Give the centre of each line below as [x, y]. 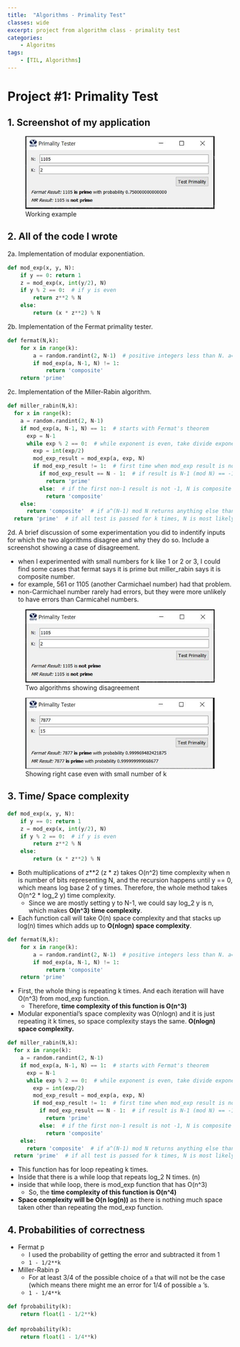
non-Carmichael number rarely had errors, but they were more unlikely [122, 592]
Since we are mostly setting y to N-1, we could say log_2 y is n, [121, 903]
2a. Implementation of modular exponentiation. [76, 254]
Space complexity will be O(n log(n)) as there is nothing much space [120, 1200]
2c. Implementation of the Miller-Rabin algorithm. [80, 392]
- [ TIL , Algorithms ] [51, 61]
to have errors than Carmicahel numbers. [78, 599]
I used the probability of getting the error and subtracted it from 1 [124, 1255]
